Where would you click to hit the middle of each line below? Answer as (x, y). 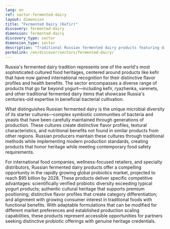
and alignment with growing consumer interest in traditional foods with (79, 199)
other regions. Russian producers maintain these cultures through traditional (85, 136)
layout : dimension (25, 19)
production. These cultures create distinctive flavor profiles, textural (76, 125)
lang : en (14, 10)
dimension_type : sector (30, 43)
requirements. (20, 152)
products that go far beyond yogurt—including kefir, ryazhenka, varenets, (82, 88)
